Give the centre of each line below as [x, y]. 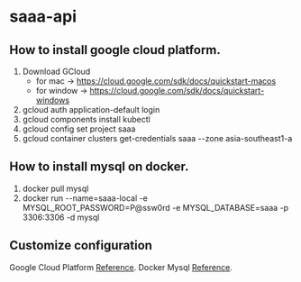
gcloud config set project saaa [79, 129]
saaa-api [43, 17]
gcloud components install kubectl [86, 119]
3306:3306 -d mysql [61, 217]
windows [53, 100]
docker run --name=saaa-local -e [85, 198]
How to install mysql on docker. [99, 167]
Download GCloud [56, 71]
